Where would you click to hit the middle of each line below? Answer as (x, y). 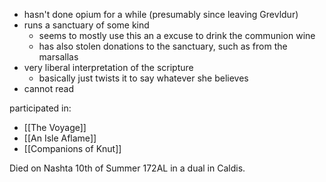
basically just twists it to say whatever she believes (143, 78)
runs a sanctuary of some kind (86, 25)
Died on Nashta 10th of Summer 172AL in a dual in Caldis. (127, 168)
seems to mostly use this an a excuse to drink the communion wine (177, 35)
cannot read (49, 88)
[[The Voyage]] (55, 127)
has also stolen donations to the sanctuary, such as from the (163, 46)
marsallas (58, 57)
